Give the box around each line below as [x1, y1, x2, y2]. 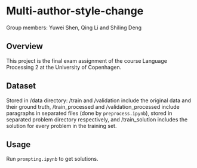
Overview [6, 41, 44, 51]
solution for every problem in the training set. [6, 122, 117, 129]
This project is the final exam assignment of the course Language [6, 57, 167, 64]
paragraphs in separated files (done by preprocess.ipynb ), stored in [6, 109, 173, 117]
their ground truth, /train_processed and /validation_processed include [6, 103, 180, 110]
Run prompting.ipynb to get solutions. [6, 155, 98, 163]
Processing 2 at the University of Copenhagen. [6, 63, 122, 71]
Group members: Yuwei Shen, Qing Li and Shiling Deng [6, 24, 142, 31]
